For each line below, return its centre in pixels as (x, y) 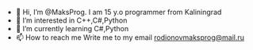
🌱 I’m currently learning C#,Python (72, 29)
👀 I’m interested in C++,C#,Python (71, 20)
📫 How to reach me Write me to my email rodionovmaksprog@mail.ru (130, 37)
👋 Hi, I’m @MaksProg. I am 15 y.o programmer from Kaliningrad (119, 12)
